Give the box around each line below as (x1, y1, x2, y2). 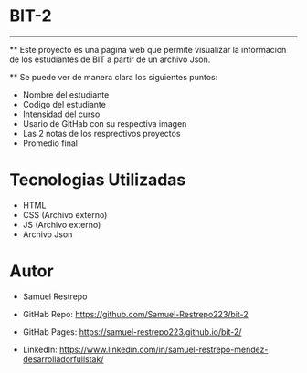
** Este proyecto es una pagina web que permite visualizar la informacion (9, 44, 287, 55)
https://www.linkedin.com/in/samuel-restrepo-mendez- (58, 344, 269, 355)
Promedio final (22, 138, 78, 149)
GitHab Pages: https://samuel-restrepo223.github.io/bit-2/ (22, 326, 242, 337)
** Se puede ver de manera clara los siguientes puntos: (9, 71, 218, 82)
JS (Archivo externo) (22, 219, 101, 230)
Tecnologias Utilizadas (9, 170, 186, 191)
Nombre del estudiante (22, 88, 110, 100)
